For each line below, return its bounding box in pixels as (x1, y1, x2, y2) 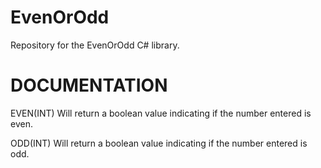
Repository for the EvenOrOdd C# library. (10, 39, 180, 51)
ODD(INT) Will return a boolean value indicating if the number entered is (10, 137, 308, 149)
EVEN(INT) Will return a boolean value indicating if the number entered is (10, 107, 312, 119)
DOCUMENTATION (10, 74, 168, 97)
